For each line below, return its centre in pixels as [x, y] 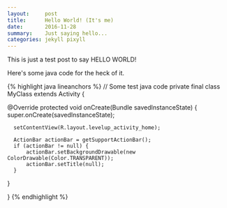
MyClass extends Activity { [46, 94]
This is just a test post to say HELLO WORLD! [72, 59]
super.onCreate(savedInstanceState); [61, 115]
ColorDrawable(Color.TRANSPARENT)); [60, 158]
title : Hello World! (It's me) [60, 20]
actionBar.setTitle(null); [65, 165]
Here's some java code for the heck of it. [66, 73]
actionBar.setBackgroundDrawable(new [81, 152]
